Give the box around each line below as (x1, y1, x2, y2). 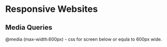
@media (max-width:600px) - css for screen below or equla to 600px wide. (5, 36, 162, 42)
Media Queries (5, 23, 52, 32)
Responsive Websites (5, 3, 98, 15)
